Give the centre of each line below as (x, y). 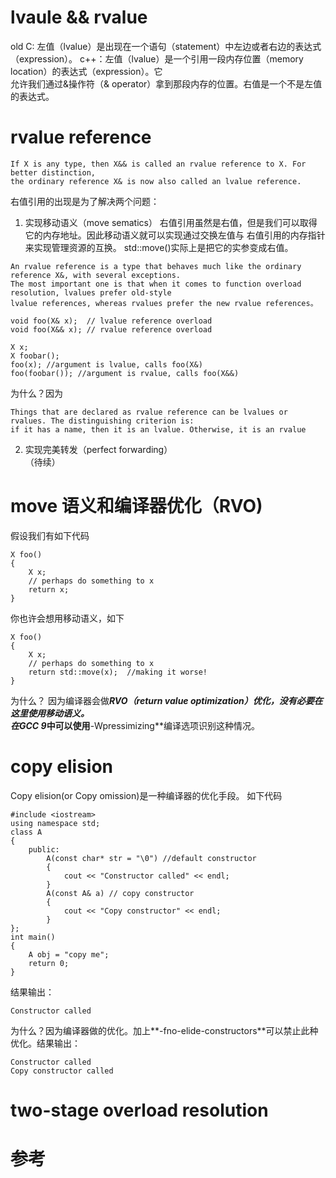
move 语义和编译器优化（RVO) (136, 506)
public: (44, 849)
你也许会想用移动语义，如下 (67, 618)
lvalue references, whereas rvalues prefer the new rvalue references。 (164, 303)
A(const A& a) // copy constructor (120, 893)
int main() (33, 937)
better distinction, (53, 172)
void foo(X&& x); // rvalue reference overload (111, 329)
